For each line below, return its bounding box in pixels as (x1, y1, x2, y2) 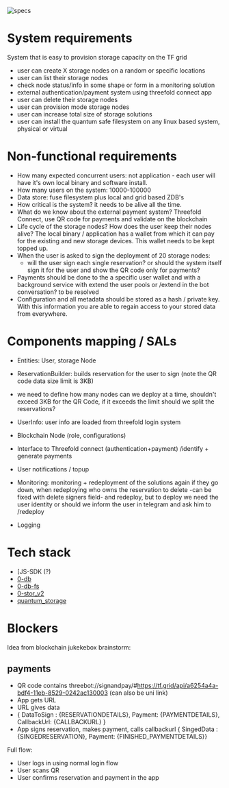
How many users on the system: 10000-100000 (16, 186, 152, 194)
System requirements (7, 31, 133, 46)
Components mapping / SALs (7, 334, 177, 349)
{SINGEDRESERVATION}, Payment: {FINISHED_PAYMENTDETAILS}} (16, 732, 208, 740)
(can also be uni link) (109, 689, 168, 697)
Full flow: (7, 746, 33, 754)
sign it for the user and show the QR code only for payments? (27, 266, 200, 274)
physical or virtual (16, 124, 68, 133)
